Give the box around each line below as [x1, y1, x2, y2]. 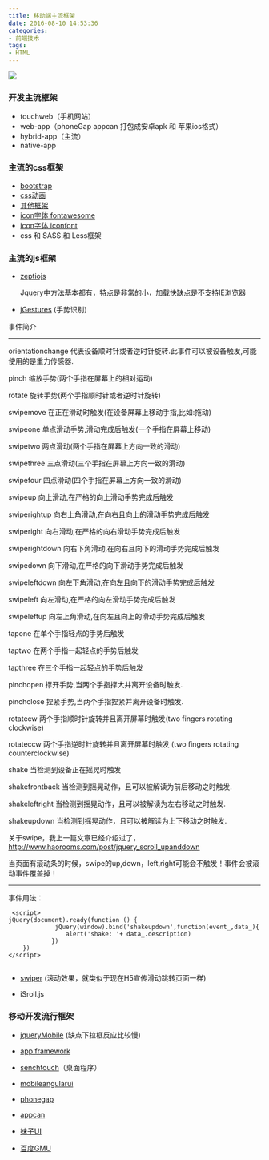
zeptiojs [19, 271, 46, 280]
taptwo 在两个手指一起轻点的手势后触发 [8, 646, 139, 655]
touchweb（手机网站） [19, 111, 96, 121]
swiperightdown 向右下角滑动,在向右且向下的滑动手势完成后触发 [8, 543, 220, 553]
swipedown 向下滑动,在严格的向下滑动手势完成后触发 [8, 560, 184, 570]
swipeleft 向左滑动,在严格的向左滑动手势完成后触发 [8, 594, 176, 604]
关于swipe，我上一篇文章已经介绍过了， [8, 832, 140, 842]
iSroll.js [19, 989, 45, 998]
